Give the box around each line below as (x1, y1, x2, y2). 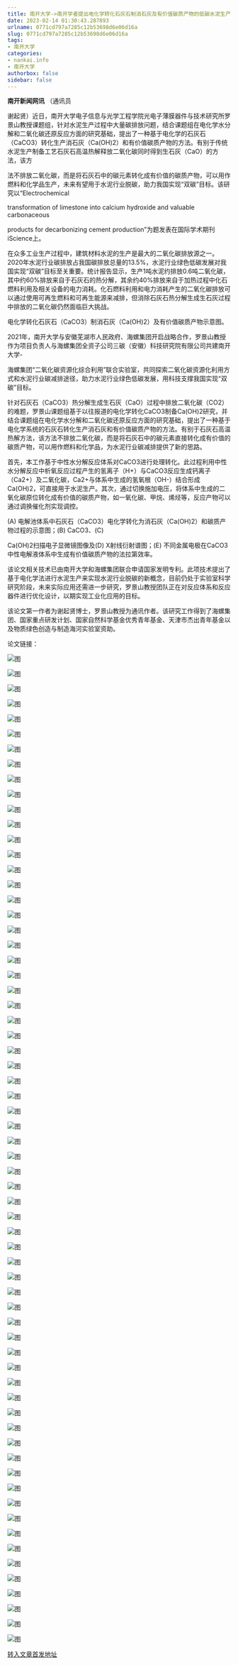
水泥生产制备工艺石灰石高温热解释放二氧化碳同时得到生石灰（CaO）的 (7, 147, 212, 156)
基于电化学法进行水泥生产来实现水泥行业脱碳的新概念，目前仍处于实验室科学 (7, 574, 231, 583)
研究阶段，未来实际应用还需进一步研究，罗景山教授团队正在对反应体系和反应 (7, 583, 231, 591)
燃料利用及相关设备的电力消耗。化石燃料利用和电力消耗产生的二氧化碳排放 (7, 285, 225, 293)
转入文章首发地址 (7, 1650, 57, 1659)
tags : (7, 37, 23, 44)
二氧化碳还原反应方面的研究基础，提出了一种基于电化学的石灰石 (19, 129, 206, 138)
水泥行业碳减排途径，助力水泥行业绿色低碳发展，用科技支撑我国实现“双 (19, 374, 228, 383)
